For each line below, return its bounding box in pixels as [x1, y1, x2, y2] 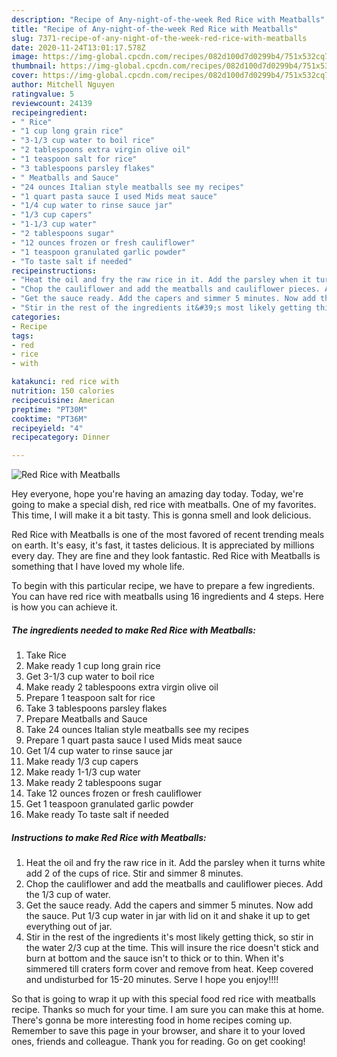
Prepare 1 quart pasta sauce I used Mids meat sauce [25, 734, 243, 746]
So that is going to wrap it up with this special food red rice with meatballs [11, 993, 316, 1005]
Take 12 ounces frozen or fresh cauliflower [25, 787, 203, 800]
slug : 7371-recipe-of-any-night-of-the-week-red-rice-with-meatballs [11, 33, 308, 43]
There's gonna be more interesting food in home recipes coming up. [11, 1014, 293, 1026]
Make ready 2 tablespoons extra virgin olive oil [25, 681, 219, 693]
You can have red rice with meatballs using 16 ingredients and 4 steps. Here [11, 591, 324, 603]
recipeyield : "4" [11, 423, 84, 433]
